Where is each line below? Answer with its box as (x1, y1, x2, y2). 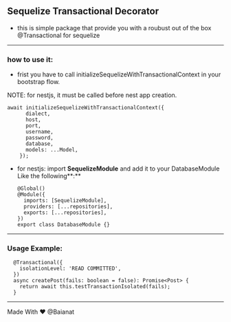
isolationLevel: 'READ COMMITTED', (19, 265, 122, 272)
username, (25, 129, 54, 136)
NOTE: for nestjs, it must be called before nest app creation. (7, 91, 177, 99)
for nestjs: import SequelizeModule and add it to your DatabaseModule (16, 164, 220, 173)
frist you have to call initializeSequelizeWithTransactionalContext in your (16, 70, 221, 78)
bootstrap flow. (16, 78, 60, 86)
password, (25, 134, 54, 142)
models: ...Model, (25, 147, 78, 153)
